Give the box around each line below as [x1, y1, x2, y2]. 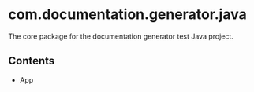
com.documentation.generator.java [8, 6, 247, 24]
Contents [8, 54, 55, 68]
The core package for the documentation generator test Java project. [8, 31, 234, 41]
